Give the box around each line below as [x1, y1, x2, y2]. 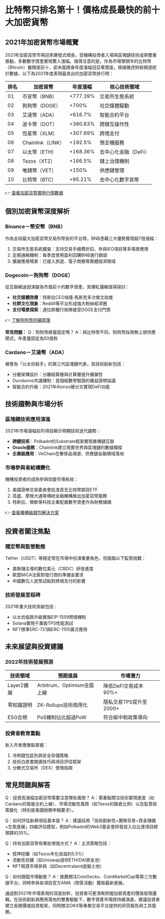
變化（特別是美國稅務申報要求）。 [9, 807, 76, 813]
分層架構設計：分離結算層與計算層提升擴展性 [12, 371, 103, 377]
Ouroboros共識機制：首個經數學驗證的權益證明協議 [12, 378, 116, 384]
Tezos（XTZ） [22, 158, 55, 164]
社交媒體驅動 [99, 102, 129, 109]
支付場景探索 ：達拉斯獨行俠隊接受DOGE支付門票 [12, 306, 111, 312]
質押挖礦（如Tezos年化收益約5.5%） [12, 851, 87, 857]
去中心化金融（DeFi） [99, 148, 150, 155]
